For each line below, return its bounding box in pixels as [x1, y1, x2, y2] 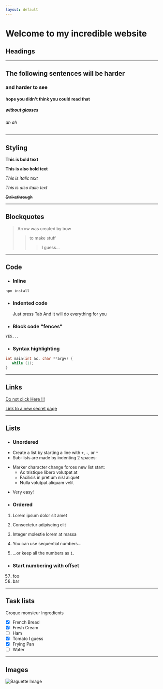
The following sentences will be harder [5, 69, 125, 78]
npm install [5, 288, 30, 294]
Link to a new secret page [5, 405, 57, 411]
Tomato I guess [12, 636, 44, 641]
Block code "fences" [12, 323, 63, 330]
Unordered [12, 439, 39, 446]
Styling [5, 144, 28, 152]
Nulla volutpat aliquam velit [19, 480, 74, 486]
